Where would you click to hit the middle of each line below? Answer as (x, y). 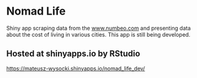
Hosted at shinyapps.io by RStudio (73, 54)
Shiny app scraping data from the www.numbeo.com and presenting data (99, 28)
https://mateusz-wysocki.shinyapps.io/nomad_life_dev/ (76, 68)
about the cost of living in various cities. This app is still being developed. (99, 34)
